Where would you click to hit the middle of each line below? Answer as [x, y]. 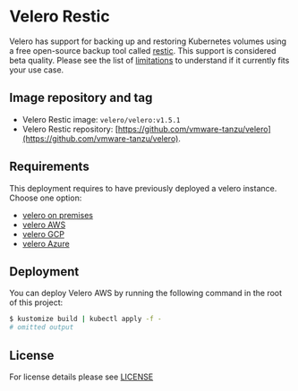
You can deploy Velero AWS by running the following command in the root [146, 293]
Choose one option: [46, 198]
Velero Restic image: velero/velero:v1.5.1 [101, 119]
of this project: [36, 302]
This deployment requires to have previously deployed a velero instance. [143, 188]
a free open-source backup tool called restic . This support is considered [143, 50]
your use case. [37, 70]
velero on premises [58, 215]
